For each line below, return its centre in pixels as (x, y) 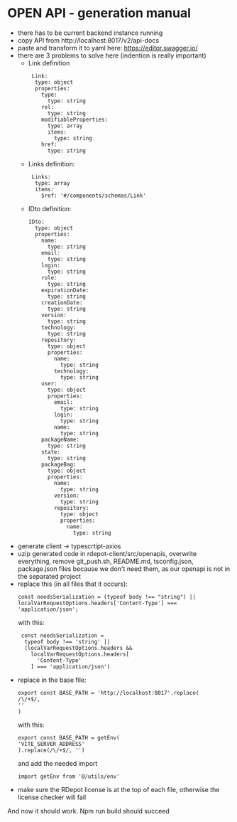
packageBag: (59, 464)
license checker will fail (52, 797)
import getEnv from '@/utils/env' (68, 776)
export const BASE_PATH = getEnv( (68, 737)
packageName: (61, 439)
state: (51, 452)
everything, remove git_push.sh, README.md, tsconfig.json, (105, 561)
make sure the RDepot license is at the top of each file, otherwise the (118, 789)
